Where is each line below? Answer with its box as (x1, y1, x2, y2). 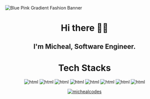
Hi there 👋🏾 (60, 22, 109, 34)
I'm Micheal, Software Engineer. (33, 42, 136, 50)
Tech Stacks (58, 62, 111, 73)
